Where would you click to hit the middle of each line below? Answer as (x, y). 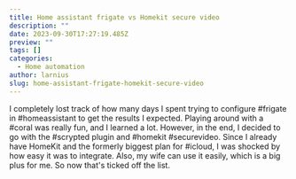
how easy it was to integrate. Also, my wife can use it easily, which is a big (145, 155)
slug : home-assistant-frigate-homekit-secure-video (106, 83)
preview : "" (31, 42)
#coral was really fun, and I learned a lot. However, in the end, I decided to (145, 127)
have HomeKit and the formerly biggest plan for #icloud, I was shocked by (145, 146)
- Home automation (51, 67)
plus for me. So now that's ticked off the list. (90, 165)
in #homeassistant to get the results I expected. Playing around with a (136, 118)
